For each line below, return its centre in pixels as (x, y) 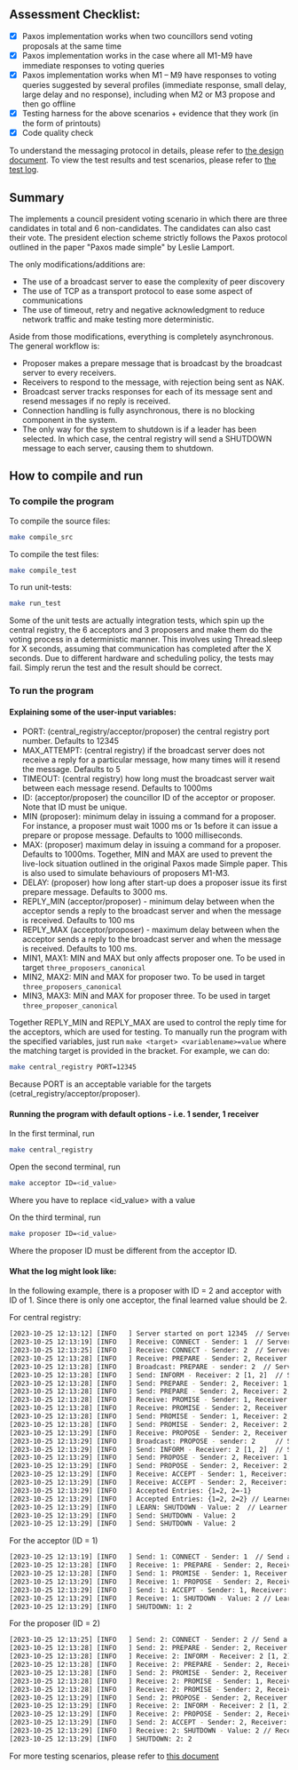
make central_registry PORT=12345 (73, 1067)
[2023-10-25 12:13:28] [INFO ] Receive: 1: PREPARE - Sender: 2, (137, 1566)
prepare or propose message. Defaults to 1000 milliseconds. (132, 835)
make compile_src (41, 537)
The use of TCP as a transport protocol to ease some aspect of (137, 291)
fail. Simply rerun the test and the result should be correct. (116, 668)
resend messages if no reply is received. (96, 401)
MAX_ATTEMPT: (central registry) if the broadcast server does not (143, 751)
